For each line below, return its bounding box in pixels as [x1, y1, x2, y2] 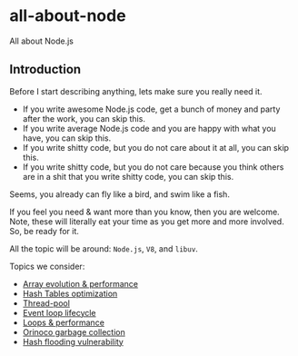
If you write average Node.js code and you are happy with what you [22, 123, 277, 133]
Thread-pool [22, 297, 71, 309]
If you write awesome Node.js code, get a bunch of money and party [22, 104, 281, 114]
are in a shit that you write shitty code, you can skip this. [22, 171, 234, 182]
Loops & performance [22, 317, 104, 328]
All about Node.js [9, 35, 74, 46]
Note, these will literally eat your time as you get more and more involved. [9, 215, 284, 227]
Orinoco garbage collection [22, 326, 125, 337]
